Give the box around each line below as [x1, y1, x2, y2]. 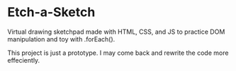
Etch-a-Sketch [7, 4, 96, 20]
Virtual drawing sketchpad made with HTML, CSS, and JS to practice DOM [7, 27, 225, 36]
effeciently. [7, 56, 40, 64]
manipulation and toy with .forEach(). [7, 34, 116, 43]
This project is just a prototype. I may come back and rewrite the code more [7, 49, 229, 57]
